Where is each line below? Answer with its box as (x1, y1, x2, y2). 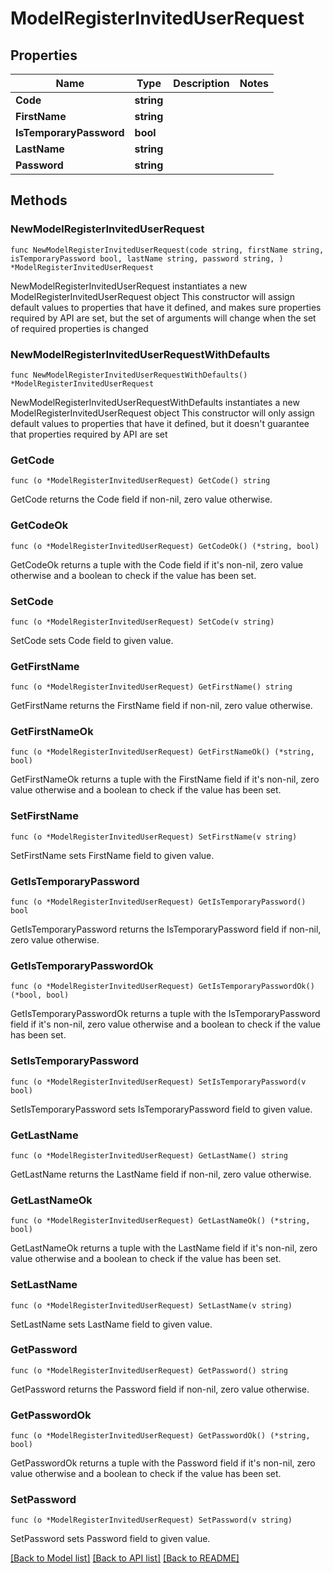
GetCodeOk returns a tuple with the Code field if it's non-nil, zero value (10, 558, 304, 571)
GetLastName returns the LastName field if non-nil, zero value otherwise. (10, 1168, 312, 1180)
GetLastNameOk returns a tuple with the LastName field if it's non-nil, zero (10, 1242, 318, 1254)
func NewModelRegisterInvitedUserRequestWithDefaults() (10, 370, 248, 380)
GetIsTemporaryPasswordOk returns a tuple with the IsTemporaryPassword (10, 1008, 321, 1020)
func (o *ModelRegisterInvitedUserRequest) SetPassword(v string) (10, 1515, 293, 1526)
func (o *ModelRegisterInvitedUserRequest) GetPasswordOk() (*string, (10, 1431, 311, 1441)
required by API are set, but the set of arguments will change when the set (10, 312, 317, 324)
